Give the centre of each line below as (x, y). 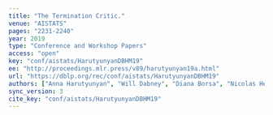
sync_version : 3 (36, 91)
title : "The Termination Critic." (67, 16)
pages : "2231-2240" (41, 31)
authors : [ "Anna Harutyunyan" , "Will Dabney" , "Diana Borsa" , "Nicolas (132, 83)
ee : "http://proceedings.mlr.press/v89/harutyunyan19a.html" (114, 69)
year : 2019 (27, 38)
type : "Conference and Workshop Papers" (78, 46)
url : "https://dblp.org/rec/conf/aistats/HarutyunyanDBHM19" (114, 76)
